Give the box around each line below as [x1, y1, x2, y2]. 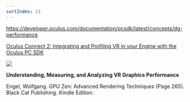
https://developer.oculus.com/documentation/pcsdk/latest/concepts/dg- [6, 25, 183, 32]
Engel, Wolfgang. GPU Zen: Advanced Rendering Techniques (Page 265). [6, 83, 185, 90]
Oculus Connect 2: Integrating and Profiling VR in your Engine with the [6, 42, 177, 50]
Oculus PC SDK [6, 48, 44, 56]
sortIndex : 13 [6, 8, 41, 15]
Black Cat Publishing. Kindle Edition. [6, 89, 94, 96]
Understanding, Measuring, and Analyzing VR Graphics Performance [6, 71, 179, 78]
